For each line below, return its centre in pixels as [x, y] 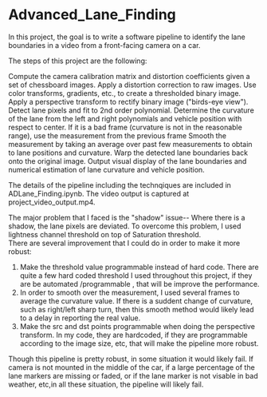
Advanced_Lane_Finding [92, 15]
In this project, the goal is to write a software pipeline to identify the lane [127, 37]
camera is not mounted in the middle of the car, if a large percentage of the [132, 367]
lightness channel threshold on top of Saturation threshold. [105, 234]
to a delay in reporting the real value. [80, 318]
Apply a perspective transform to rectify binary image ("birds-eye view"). [128, 101]
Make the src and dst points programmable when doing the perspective [137, 326]
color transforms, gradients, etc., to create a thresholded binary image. [125, 93]
